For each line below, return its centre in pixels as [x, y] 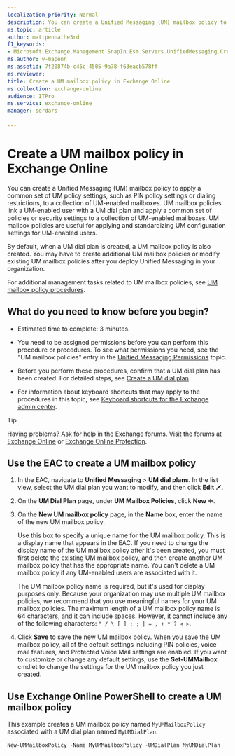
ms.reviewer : [26, 74]
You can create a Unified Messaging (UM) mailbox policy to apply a [104, 188]
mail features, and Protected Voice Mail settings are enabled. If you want [122, 652]
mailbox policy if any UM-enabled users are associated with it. [107, 573]
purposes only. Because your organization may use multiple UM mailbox [121, 594]
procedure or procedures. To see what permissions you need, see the [118, 350]
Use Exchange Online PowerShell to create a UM [114, 696]
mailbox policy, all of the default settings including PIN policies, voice [117, 645]
